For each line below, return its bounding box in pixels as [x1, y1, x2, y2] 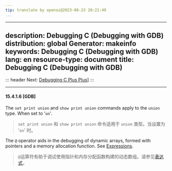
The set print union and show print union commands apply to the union [5, 104, 160, 111]
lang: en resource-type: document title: [5, 55, 134, 64]
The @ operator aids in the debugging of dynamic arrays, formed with [5, 137, 151, 143]
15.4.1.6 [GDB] [5, 93, 36, 100]
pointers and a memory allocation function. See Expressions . [5, 143, 134, 149]
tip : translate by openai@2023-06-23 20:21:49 [5, 7, 106, 13]
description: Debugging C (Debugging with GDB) [5, 31, 164, 40]
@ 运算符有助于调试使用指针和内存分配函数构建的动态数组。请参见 [17, 153, 155, 159]
